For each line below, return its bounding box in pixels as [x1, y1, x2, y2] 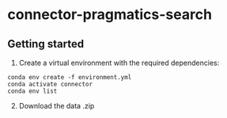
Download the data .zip [18, 101, 95, 110]
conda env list [7, 87, 58, 95]
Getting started [7, 37, 85, 51]
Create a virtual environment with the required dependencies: [18, 58, 220, 67]
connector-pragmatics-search [7, 6, 213, 24]
